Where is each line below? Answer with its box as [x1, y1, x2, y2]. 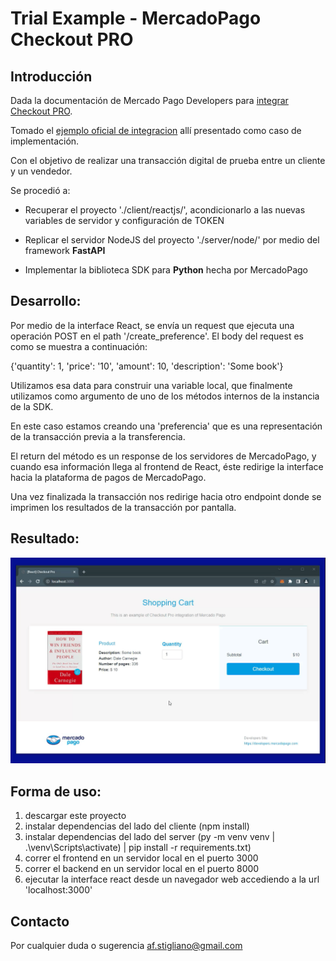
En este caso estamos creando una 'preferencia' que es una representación [10, 420, 323, 432]
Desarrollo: [10, 293, 82, 310]
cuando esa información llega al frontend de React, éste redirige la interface [10, 460, 324, 472]
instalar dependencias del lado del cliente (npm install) [24, 820, 250, 832]
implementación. [10, 135, 80, 147]
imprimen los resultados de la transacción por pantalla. [10, 501, 237, 513]
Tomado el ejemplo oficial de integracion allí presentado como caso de [10, 125, 302, 136]
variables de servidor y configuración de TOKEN [24, 215, 225, 226]
